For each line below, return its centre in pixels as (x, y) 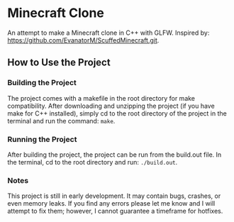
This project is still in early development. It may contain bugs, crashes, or (114, 196)
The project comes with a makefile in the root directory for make (101, 98)
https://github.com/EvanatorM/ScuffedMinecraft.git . (83, 40)
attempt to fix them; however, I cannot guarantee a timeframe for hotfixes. (115, 211)
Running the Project (42, 139)
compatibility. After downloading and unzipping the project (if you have (111, 106)
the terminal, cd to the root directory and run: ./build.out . (93, 162)
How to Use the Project (59, 63)
